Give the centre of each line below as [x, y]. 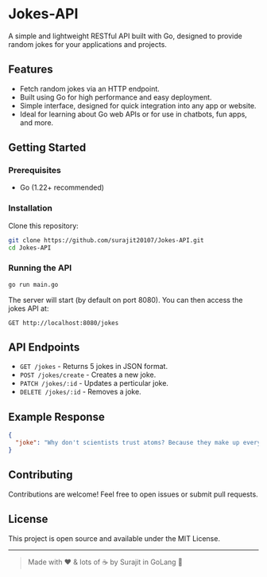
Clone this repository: [44, 226]
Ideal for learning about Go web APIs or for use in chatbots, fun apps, [133, 114]
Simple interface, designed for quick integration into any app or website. [138, 105]
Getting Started [47, 148]
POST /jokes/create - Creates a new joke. [88, 375]
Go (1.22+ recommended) [62, 187]
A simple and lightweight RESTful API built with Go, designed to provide [125, 36]
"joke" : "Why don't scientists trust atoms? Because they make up [128, 443]
